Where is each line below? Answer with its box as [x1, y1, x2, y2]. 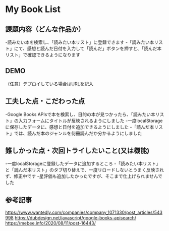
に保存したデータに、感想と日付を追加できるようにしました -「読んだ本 [5, 124, 154, 130]
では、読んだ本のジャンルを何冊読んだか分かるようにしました [14, 130, 142, 136]
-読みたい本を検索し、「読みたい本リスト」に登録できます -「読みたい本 [5, 39, 154, 45]
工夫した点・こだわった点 [5, 97, 85, 105]
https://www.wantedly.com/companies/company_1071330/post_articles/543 [5, 209, 163, 215]
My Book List [5, 4, 61, 15]
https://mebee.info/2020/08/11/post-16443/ [5, 220, 96, 226]
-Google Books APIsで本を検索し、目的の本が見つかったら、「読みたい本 [5, 111, 155, 117]
